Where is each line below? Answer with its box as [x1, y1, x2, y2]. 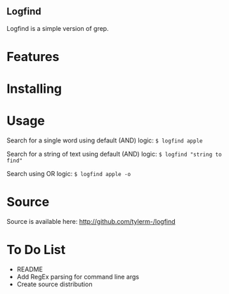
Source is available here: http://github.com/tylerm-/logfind [6, 218, 176, 226]
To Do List [6, 242, 66, 258]
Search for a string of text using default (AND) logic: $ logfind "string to [6, 150, 222, 159]
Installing [6, 81, 63, 97]
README [16, 265, 44, 273]
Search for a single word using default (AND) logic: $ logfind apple [6, 136, 203, 145]
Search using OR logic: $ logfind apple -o [6, 170, 131, 178]
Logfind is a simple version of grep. [6, 24, 110, 32]
